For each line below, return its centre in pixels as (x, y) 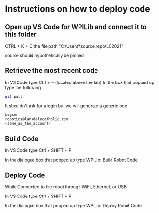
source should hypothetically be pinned (44, 55)
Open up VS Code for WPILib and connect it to (76, 27)
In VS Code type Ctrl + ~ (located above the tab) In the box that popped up (80, 82)
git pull (14, 96)
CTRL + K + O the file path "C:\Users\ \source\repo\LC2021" (64, 46)
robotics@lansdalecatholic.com (37, 119)
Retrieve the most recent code (52, 71)
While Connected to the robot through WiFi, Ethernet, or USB (66, 187)
